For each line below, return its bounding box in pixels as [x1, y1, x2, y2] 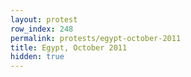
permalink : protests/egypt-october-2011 [10, 33, 182, 43]
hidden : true [10, 52, 65, 62]
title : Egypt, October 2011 [10, 42, 128, 53]
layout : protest [10, 14, 78, 25]
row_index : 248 [10, 24, 74, 34]
